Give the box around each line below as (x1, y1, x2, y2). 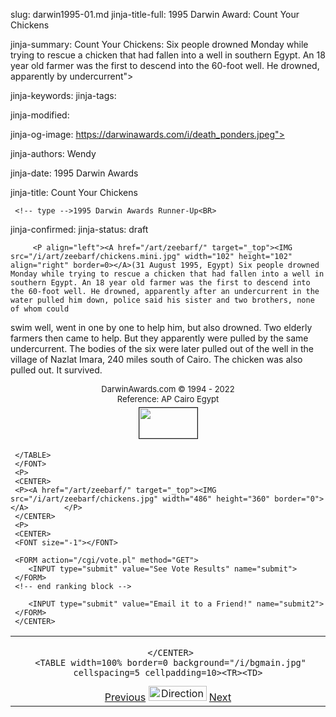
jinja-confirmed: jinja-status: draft (10, 224, 149, 235)
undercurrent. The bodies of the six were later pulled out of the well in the (10, 343, 315, 354)
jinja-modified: (10, 109, 70, 121)
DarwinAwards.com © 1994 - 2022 (101, 384, 235, 394)
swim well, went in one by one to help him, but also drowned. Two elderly (10, 322, 313, 333)
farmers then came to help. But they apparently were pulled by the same (10, 332, 309, 344)
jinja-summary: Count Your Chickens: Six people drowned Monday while (10, 39, 309, 50)
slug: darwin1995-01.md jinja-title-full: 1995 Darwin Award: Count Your (10, 9, 300, 20)
